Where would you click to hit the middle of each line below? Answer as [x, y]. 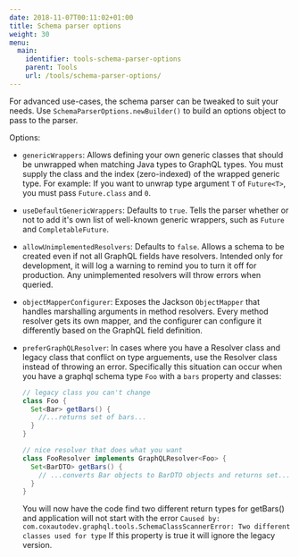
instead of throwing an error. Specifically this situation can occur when [152, 367]
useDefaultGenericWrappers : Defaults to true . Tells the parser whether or [155, 210]
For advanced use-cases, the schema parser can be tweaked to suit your [144, 101]
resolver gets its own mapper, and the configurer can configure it [142, 321]
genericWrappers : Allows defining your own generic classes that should [153, 155]
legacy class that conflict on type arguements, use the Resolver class [150, 357]
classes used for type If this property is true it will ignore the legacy [149, 536]
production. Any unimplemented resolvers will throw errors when [141, 274]
